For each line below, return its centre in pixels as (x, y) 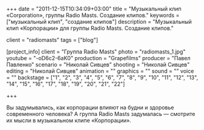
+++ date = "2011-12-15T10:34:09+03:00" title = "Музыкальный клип (94, 9)
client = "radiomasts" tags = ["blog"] (52, 40)
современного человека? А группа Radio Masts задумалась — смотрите (101, 114)
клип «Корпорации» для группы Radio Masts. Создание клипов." (90, 28)
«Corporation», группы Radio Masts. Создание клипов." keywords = (93, 15)
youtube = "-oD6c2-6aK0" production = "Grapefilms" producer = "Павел (98, 58)
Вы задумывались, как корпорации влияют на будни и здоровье (90, 108)
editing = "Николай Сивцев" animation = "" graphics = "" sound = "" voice (100, 71)
